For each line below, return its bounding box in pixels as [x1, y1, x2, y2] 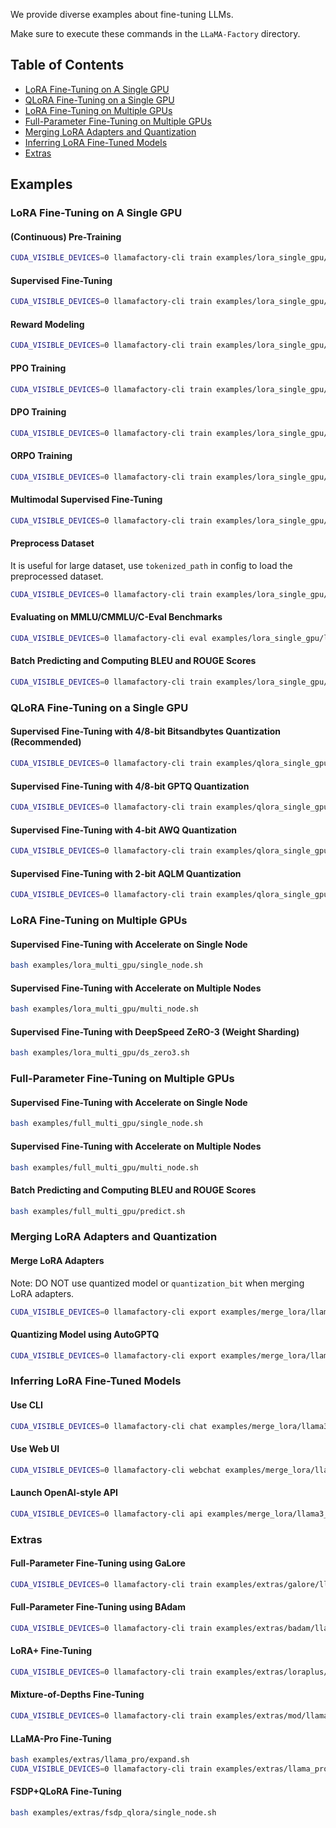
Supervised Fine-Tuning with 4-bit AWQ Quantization [10, 824, 237, 836]
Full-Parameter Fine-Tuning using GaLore [10, 1557, 186, 1569]
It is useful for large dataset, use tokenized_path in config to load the [10, 559, 293, 571]
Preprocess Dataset [10, 537, 95, 549]
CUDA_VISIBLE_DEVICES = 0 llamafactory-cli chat [10, 1421, 208, 1431]
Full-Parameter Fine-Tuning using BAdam [10, 1601, 187, 1613]
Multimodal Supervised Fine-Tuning [10, 494, 163, 506]
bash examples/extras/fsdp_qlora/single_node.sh [10, 1808, 217, 1818]
